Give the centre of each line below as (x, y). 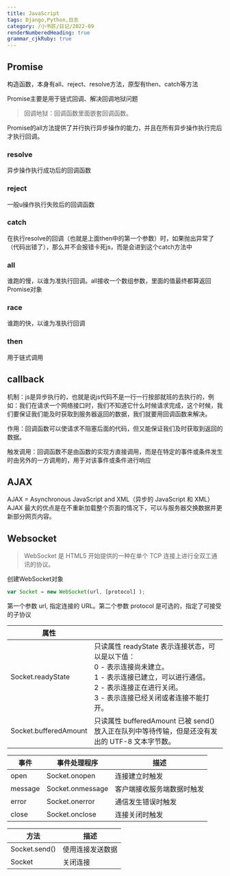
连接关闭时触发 (139, 815)
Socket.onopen (71, 776)
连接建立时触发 (139, 777)
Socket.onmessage (78, 789)
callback (26, 379)
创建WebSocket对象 (35, 579)
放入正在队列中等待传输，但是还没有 (152, 731)
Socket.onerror (71, 801)
